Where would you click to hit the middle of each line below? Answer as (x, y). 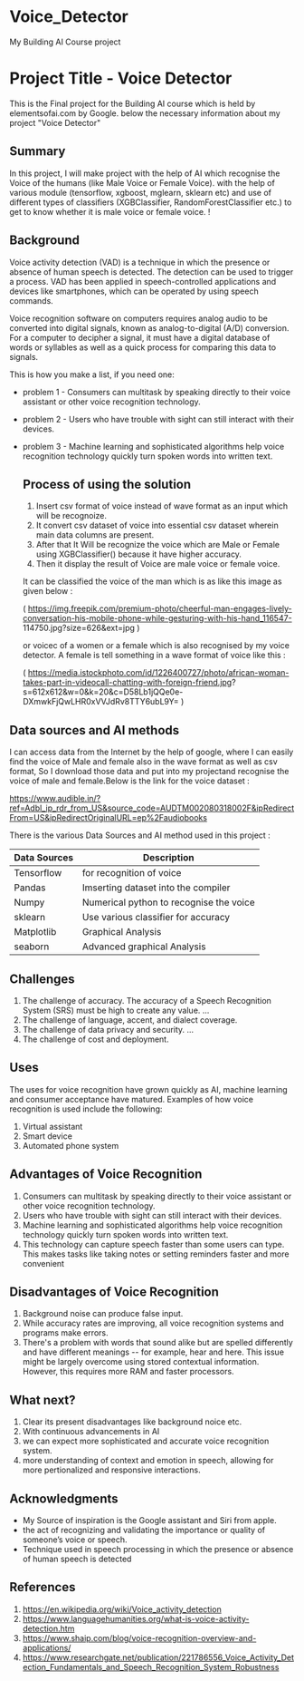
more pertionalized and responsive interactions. (111, 1470)
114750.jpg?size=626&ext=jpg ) (81, 628)
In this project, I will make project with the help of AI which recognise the (145, 173)
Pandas (30, 888)
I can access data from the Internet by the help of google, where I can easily (152, 752)
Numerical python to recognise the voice (168, 902)
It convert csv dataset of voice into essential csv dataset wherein (157, 525)
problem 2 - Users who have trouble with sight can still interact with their (158, 419)
